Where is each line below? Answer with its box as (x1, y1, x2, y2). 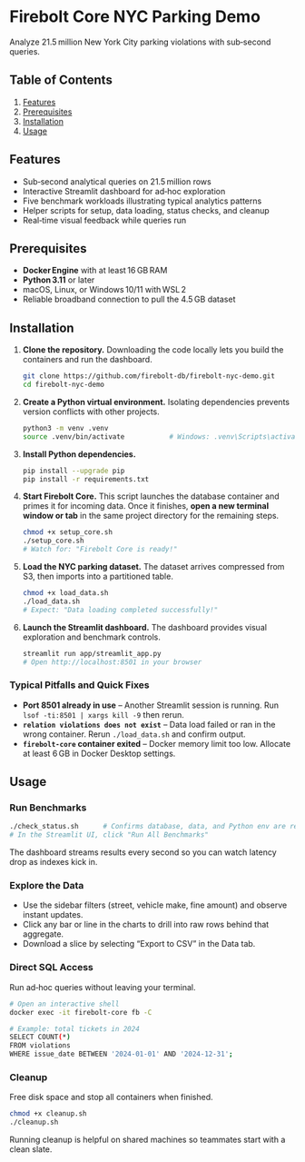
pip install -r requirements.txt (22, 474, 150, 483)
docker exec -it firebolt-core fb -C (9, 1008, 152, 1017)
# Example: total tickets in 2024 (9, 1024, 141, 1033)
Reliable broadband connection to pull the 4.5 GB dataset (22, 293, 236, 305)
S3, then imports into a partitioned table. (22, 571, 174, 582)
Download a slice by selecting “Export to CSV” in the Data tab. (22, 939, 256, 949)
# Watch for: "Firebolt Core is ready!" (22, 545, 178, 554)
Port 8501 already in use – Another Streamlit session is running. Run (22, 700, 280, 710)
